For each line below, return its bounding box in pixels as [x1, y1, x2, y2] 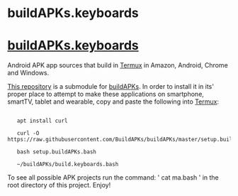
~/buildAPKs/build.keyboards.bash [16, 161, 119, 168]
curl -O [16, 130, 40, 137]
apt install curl [16, 117, 69, 125]
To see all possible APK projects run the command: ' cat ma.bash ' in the [7, 173, 220, 182]
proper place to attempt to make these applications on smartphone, [7, 90, 204, 99]
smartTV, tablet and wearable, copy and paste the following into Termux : [7, 97, 220, 106]
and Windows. [7, 69, 50, 77]
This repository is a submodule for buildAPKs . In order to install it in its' [7, 82, 215, 91]
